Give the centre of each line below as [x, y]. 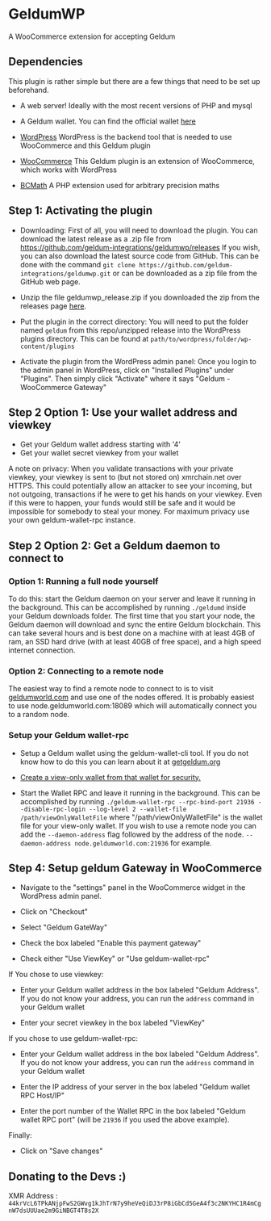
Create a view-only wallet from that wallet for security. [110, 777]
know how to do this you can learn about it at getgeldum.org [120, 762]
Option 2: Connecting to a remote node [86, 671]
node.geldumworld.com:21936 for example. [143, 843]
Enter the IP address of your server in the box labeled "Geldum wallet [135, 1087]
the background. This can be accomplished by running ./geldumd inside [127, 607]
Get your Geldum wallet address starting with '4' [100, 444]
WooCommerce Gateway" [63, 387]
